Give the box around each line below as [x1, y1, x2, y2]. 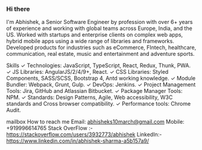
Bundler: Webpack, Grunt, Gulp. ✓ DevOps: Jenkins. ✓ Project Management [6, 81, 196, 88]
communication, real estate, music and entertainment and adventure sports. [6, 50, 195, 58]
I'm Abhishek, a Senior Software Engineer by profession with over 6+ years [6, 19, 193, 26]
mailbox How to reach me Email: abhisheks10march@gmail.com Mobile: [6, 118, 185, 125]
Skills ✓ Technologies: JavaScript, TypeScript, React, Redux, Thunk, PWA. [6, 62, 191, 69]
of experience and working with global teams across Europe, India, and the [6, 25, 193, 32]
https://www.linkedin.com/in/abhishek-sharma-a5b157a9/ [6, 137, 150, 145]
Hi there [6, 5, 30, 13]
